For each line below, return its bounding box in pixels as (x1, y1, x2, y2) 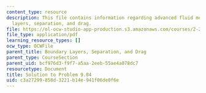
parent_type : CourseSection (6, 54, 78, 61)
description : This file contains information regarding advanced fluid (6, 15, 193, 21)
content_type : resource (6, 9, 67, 15)
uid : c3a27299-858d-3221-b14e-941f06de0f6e (6, 77, 120, 83)
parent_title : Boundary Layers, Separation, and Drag (6, 49, 147, 55)
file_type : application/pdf (6, 32, 78, 38)
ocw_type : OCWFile (6, 43, 53, 50)
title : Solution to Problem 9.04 (6, 72, 92, 78)
